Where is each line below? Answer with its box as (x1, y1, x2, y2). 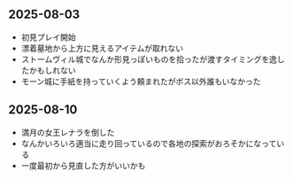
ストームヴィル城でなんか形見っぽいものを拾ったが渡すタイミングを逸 (20, 53, 278, 65)
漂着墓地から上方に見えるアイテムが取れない (20, 43, 183, 53)
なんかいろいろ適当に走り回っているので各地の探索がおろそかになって (20, 137, 277, 149)
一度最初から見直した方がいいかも (20, 160, 146, 171)
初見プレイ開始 (20, 31, 76, 43)
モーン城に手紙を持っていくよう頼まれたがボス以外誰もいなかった (20, 75, 262, 87)
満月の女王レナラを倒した (20, 127, 115, 137)
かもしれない (28, 65, 76, 75)
